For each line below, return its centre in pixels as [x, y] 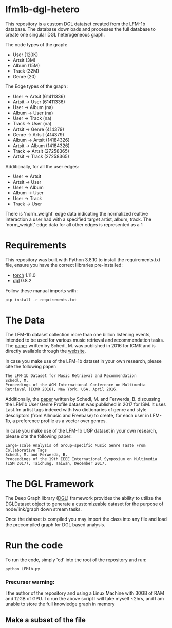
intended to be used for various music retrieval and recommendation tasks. [85, 340]
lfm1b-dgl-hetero [42, 10]
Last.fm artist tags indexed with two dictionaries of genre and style [76, 409]
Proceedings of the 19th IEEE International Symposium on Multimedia [81, 459]
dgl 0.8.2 [22, 280]
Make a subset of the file [46, 620]
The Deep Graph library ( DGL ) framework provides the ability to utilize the [83, 498]
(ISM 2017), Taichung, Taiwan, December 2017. [56, 463]
